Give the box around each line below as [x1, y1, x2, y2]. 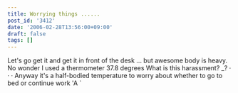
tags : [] [7, 37, 33, 44]
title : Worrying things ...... [7, 10, 100, 18]
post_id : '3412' [7, 17, 56, 24]
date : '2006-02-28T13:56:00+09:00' [7, 23, 113, 31]
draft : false [7, 30, 46, 38]
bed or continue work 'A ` [7, 79, 82, 87]
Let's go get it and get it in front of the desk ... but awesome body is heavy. [7, 56, 228, 65]
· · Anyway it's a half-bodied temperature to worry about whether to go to [7, 72, 223, 80]
